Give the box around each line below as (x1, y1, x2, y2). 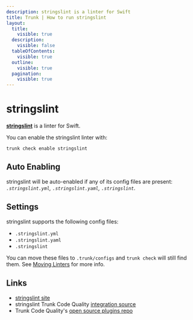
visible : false (17, 43, 55, 49)
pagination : (11, 71, 42, 77)
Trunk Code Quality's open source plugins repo (14, 307, 133, 314)
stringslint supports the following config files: (6, 218, 119, 225)
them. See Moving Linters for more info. (6, 260, 106, 267)
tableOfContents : (11, 48, 55, 54)
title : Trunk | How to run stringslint (6, 14, 107, 21)
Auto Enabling (6, 162, 61, 172)
